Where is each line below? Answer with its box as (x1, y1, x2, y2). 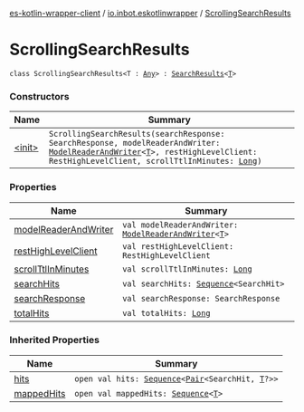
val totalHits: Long (121, 308, 211, 318)
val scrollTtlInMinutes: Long (121, 263, 252, 274)
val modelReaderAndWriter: (121, 219, 239, 230)
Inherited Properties (9, 334, 100, 347)
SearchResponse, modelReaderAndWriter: (48, 138, 221, 149)
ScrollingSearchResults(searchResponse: (48, 129, 225, 139)
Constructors (9, 90, 70, 102)
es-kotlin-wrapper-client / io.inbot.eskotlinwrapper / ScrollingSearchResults (9, 8, 291, 18)
